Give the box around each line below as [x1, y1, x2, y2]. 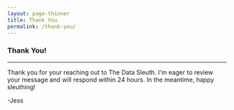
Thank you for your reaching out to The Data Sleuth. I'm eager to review [7, 68, 214, 76]
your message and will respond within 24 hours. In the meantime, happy [7, 75, 214, 84]
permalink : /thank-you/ [7, 23, 77, 30]
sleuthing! [7, 82, 36, 91]
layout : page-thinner [7, 10, 70, 17]
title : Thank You [7, 17, 58, 24]
